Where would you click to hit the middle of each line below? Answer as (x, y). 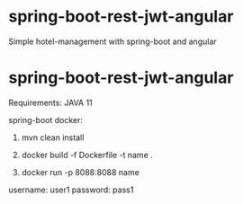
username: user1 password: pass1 (71, 190)
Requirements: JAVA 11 (51, 102)
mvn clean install (53, 137)
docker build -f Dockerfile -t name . (87, 155)
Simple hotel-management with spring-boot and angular (112, 41)
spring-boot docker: (45, 120)
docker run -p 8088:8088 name (81, 172)
